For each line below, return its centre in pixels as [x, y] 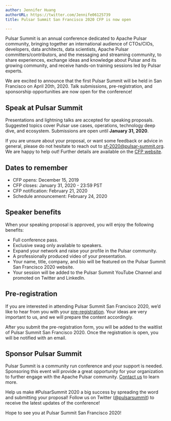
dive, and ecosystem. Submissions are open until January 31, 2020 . [77, 131]
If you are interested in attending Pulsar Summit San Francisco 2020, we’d [83, 306]
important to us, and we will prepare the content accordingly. [69, 317]
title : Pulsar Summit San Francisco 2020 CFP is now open [68, 19]
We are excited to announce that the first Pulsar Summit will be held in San [84, 81]
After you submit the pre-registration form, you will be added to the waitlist [84, 327]
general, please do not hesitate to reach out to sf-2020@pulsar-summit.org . [85, 146]
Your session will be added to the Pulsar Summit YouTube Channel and [87, 272]
